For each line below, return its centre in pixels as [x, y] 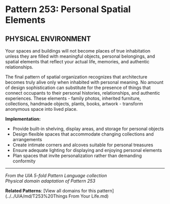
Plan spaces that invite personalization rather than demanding [77, 156]
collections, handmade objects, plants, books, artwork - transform [74, 104]
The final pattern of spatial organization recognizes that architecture [76, 77]
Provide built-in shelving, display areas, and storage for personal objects [88, 129]
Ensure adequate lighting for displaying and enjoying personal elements [87, 150]
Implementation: [23, 119]
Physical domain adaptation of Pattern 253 [50, 181]
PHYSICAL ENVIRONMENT [48, 39]
